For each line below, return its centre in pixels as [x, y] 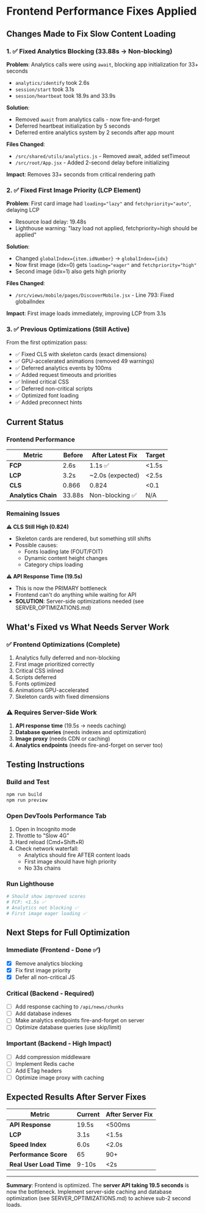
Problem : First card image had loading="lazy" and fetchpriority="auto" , [99, 203]
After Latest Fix [114, 455]
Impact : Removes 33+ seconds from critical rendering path [81, 174]
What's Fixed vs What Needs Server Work [88, 627]
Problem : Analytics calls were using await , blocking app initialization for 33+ [103, 64]
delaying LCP [23, 210]
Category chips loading [54, 565]
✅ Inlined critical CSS [42, 382]
